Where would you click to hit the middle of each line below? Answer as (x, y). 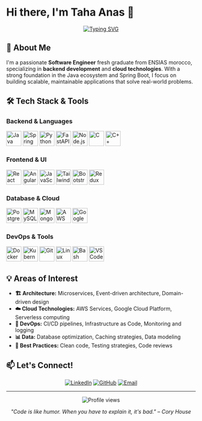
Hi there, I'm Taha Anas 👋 (70, 12)
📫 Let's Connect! (40, 365)
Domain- (173, 293)
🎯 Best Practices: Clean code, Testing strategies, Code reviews (93, 346)
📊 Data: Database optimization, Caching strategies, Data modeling (98, 337)
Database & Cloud (33, 198)
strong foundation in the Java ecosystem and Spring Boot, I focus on (91, 75)
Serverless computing (42, 318)
